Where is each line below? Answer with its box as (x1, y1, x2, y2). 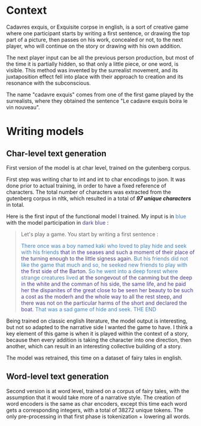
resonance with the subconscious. (6, 79, 91, 87)
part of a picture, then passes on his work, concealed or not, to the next (6, 36, 184, 43)
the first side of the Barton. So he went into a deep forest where (20, 267, 178, 275)
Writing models (6, 125, 84, 138)
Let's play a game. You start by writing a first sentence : (20, 231, 159, 238)
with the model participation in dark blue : (6, 219, 109, 226)
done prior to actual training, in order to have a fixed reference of (6, 182, 166, 189)
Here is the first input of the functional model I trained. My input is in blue (6, 213, 187, 220)
